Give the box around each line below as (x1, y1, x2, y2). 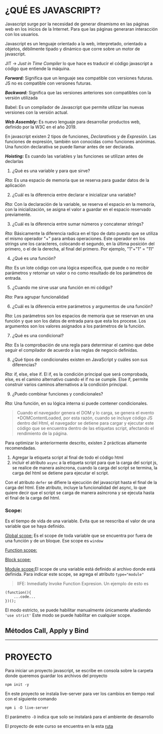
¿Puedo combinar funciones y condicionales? (12, 391, 103, 396)
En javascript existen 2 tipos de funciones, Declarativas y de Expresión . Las (5, 133, 157, 139)
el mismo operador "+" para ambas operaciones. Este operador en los (5, 235, 146, 241)
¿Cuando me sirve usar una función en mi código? (12, 285, 113, 290)
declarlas (5, 158, 24, 164)
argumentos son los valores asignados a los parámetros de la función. (5, 323, 146, 329)
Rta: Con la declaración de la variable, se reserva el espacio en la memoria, (5, 201, 156, 207)
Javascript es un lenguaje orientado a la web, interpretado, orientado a (5, 40, 147, 46)
